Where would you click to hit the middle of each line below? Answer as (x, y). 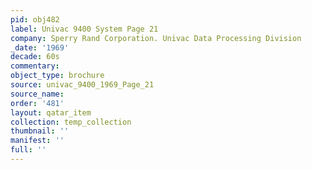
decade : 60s (35, 57)
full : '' (28, 150)
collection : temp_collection (71, 122)
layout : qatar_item (51, 112)
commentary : (35, 66)
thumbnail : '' (40, 131)
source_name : (37, 94)
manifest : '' (37, 141)
